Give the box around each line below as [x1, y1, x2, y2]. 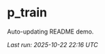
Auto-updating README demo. [7, 27, 94, 36]
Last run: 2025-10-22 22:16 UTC [7, 40, 99, 49]
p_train [7, 5, 48, 21]
